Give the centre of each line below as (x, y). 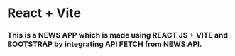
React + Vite (44, 13)
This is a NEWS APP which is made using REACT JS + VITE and (118, 35)
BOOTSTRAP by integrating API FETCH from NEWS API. (105, 44)
